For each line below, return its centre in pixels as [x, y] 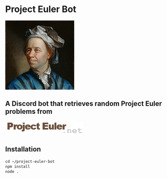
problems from [29, 112]
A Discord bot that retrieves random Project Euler [83, 104]
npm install [18, 166]
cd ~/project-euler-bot [30, 161]
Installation [23, 149]
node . [12, 171]
